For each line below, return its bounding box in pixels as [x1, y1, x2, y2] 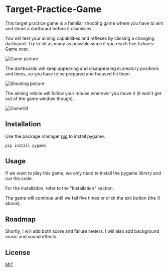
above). [5, 200, 21, 207]
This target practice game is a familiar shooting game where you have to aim [5, 20, 163, 26]
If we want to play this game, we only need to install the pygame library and [5, 170, 161, 176]
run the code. [5, 175, 33, 182]
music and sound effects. [5, 234, 58, 240]
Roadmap [5, 215, 36, 223]
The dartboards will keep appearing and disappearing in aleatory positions [5, 65, 159, 71]
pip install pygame [5, 143, 46, 148]
